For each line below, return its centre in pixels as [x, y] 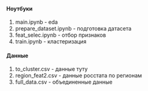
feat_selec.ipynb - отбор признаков [61, 35]
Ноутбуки [19, 9]
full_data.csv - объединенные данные [64, 82]
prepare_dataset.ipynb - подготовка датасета [73, 29]
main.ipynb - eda [36, 22]
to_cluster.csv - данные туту [51, 69]
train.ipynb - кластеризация [51, 42]
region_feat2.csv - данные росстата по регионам [78, 76]
